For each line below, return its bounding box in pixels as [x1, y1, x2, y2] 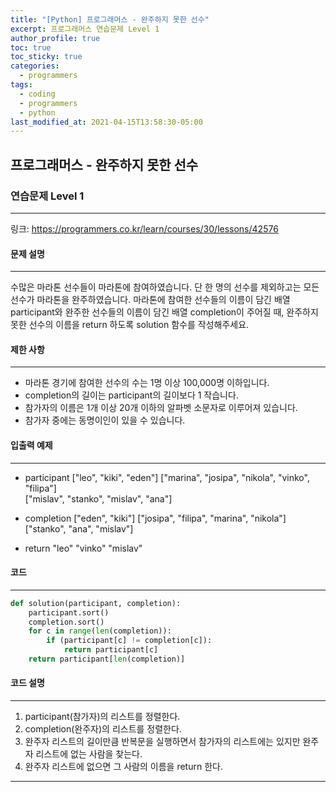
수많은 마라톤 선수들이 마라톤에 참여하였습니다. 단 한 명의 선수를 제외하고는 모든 [10, 281, 320, 293]
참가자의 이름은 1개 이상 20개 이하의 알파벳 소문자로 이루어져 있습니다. [24, 402, 298, 414]
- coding [19, 89, 56, 99]
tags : [10, 80, 33, 90]
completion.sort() [28, 617, 105, 627]
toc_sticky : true [10, 52, 83, 62]
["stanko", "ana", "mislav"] [24, 522, 134, 535]
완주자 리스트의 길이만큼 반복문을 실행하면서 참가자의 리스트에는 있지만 [24, 736, 301, 748]
